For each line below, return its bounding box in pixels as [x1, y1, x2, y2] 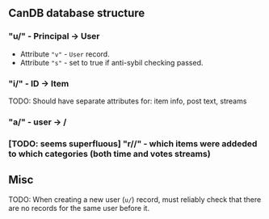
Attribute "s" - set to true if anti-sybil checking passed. [19, 57, 204, 67]
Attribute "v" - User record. [19, 48, 111, 59]
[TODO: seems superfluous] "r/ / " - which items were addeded [8, 137, 258, 149]
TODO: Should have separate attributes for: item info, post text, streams [8, 96, 247, 106]
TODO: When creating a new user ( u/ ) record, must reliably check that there [8, 194, 262, 204]
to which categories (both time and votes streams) [8, 148, 212, 159]
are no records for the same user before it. [8, 203, 150, 213]
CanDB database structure [8, 6, 145, 20]
